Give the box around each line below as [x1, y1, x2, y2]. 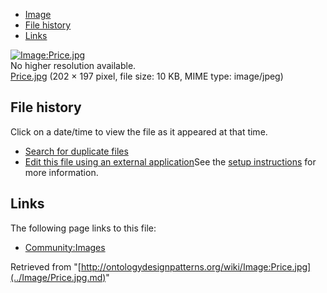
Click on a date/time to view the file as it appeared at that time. [10, 125, 268, 138]
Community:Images [24, 241, 106, 253]
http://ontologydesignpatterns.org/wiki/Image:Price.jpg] [80, 260, 312, 273]
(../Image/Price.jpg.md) [10, 271, 107, 283]
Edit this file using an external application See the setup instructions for [24, 155, 317, 168]
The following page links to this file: [10, 222, 157, 234]
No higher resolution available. [10, 60, 137, 71]
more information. [24, 166, 99, 178]
